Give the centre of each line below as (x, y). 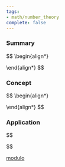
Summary (21, 43)
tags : (13, 12)
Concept (19, 83)
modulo (15, 158)
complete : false (26, 22)
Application (23, 122)
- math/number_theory (33, 17)
